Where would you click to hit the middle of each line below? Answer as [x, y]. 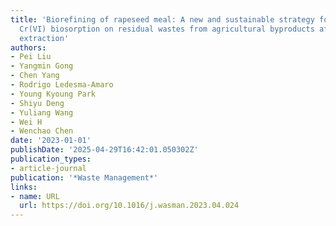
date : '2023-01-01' [51, 141]
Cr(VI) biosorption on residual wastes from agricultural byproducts [167, 29]
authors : [28, 47]
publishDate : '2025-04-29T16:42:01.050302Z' [104, 150]
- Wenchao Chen [42, 131]
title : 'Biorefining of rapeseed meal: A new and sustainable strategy [162, 19]
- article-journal [48, 168]
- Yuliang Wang [42, 112]
